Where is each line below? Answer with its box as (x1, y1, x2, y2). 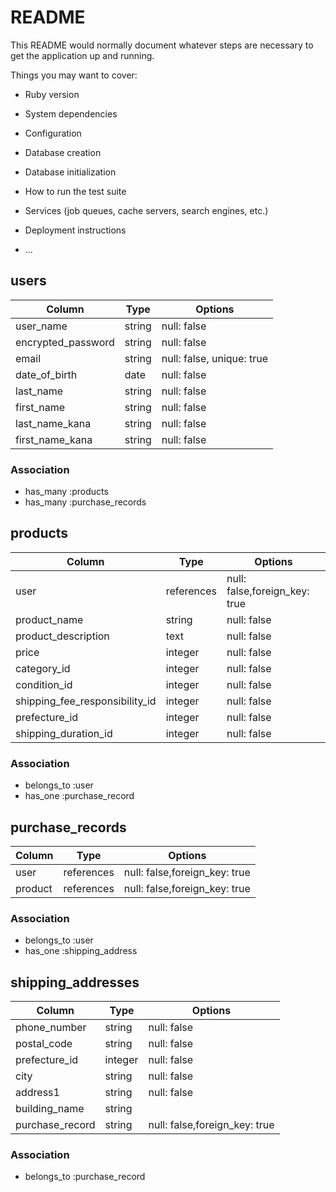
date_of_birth (15, 367, 78, 381)
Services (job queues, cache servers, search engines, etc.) (24, 204, 269, 216)
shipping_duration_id (15, 726, 113, 740)
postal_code (15, 1037, 73, 1051)
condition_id (15, 677, 73, 691)
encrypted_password (15, 335, 115, 349)
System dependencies (24, 107, 118, 120)
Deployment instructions (24, 224, 127, 236)
